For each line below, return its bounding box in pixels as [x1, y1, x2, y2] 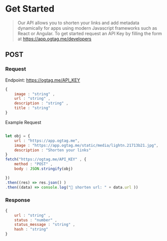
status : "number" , [14, 217, 57, 222]
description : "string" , [14, 101, 69, 106]
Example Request [5, 119, 42, 125]
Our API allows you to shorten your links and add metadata [17, 20, 140, 26]
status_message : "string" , [14, 222, 75, 227]
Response [5, 197, 30, 204]
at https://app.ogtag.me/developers [17, 36, 92, 42]
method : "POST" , [14, 162, 53, 167]
